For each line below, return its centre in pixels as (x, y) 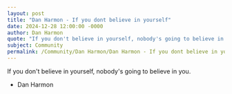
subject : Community (35, 45)
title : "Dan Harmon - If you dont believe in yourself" (89, 20)
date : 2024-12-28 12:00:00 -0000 (55, 26)
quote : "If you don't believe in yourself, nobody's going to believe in (116, 39)
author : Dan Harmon (35, 33)
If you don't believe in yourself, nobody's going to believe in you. (99, 71)
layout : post (26, 13)
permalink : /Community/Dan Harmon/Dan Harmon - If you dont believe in (112, 52)
